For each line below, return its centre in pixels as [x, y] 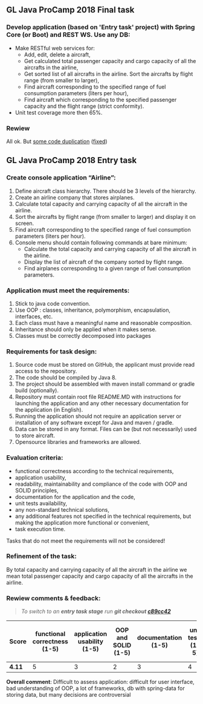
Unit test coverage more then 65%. [59, 112]
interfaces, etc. [34, 316]
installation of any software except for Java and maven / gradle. [94, 423]
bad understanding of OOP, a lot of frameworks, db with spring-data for [96, 688]
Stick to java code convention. [53, 303]
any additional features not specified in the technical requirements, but [103, 516]
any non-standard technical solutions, [62, 509]
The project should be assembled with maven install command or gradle [105, 384]
